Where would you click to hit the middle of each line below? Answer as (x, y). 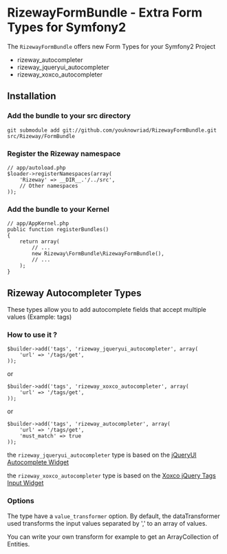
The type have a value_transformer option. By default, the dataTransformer (113, 516)
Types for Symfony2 (67, 27)
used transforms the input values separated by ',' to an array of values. (107, 523)
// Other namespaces (49, 186)
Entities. (19, 544)
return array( (40, 242)
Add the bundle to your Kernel (58, 209)
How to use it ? (32, 335)
